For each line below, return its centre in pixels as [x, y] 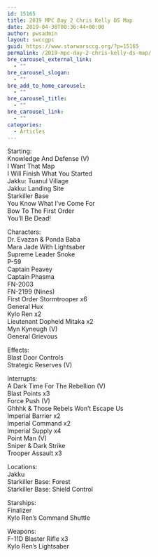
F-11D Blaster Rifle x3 [38, 539]
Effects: [18, 350]
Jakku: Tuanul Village [38, 181]
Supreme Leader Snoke [41, 254]
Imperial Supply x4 [34, 431]
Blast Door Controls [36, 358]
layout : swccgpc [31, 40]
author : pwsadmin [33, 33]
